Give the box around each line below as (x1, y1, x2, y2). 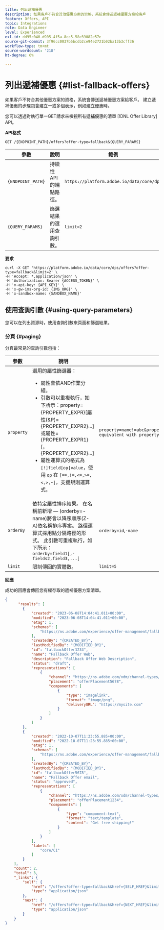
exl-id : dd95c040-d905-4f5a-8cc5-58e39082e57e (5, 35, 102, 40)
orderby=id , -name (99, 527, 138, 534)
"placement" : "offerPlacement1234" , (48, 797, 123, 803)
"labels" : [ (31, 843, 56, 848)
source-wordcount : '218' (5, 48, 56, 53)
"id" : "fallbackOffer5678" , (31, 770, 89, 775)
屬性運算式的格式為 (41, 457, 85, 464)
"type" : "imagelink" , (66, 693, 110, 698)
